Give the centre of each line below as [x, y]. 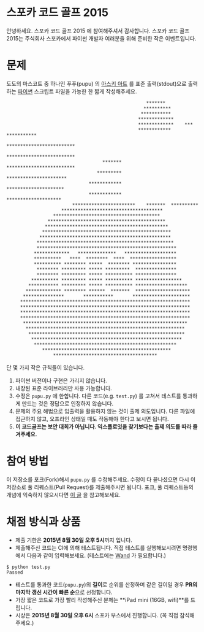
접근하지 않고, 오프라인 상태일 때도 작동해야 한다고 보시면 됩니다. [92, 418]
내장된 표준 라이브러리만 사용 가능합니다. [63, 388]
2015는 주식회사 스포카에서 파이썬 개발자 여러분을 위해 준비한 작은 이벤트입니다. [101, 38]
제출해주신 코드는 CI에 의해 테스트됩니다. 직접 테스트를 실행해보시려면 [98, 547]
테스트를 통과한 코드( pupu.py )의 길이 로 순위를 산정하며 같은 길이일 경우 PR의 [106, 584]
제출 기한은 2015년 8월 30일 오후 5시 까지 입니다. [74, 540]
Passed [15, 572]
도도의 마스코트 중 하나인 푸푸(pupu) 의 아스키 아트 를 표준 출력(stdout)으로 [96, 83]
